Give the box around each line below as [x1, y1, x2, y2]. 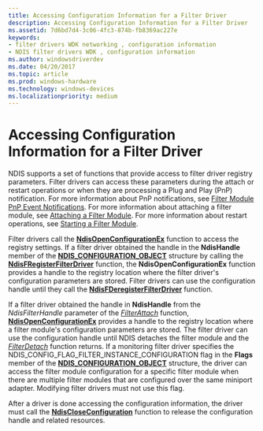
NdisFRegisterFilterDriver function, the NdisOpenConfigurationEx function [8, 259, 256, 269]
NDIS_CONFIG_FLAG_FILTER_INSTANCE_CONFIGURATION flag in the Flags [8, 350, 254, 359]
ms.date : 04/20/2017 [8, 63, 76, 71]
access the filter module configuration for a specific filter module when [8, 367, 239, 377]
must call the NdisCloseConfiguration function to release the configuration [8, 407, 254, 417]
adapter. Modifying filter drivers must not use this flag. [8, 384, 185, 393]
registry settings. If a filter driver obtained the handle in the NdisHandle [8, 243, 240, 252]
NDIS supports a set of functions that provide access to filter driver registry [8, 169, 254, 178]
